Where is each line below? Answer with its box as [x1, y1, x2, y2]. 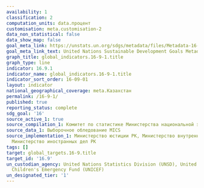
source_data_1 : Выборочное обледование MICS [6, 127, 121, 133]
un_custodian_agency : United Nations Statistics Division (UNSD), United [6, 161, 197, 167]
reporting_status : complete [6, 104, 78, 111]
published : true [6, 99, 47, 105]
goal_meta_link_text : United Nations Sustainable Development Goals [6, 49, 183, 55]
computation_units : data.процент [6, 20, 91, 26]
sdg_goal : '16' [6, 110, 45, 116]
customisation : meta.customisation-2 [6, 25, 102, 32]
